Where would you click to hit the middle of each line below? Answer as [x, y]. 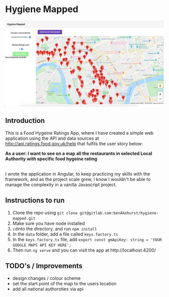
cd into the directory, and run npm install [55, 228]
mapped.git [24, 218]
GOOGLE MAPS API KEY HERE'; [42, 245]
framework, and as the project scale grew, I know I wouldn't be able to [78, 179]
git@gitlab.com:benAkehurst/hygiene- [119, 213]
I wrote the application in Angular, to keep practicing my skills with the [78, 174]
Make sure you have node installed [49, 223]
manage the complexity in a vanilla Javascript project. [61, 185]
